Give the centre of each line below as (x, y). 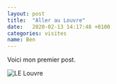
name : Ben (22, 40)
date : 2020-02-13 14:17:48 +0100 (59, 27)
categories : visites (37, 33)
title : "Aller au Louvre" (46, 20)
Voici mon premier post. (41, 59)
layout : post (26, 14)
